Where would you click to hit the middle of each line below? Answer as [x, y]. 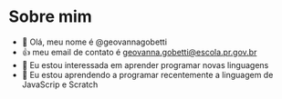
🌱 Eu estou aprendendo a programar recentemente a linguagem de [147, 74]
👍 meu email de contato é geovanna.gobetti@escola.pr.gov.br [139, 52]
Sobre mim [50, 17]
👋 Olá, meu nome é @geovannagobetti [94, 42]
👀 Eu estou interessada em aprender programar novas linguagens [145, 64]
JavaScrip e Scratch [60, 84]
